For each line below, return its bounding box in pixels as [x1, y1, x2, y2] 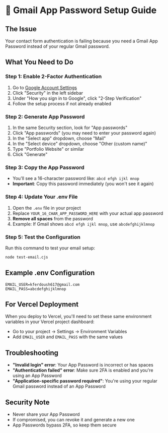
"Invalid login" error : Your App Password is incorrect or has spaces [12, 362, 153, 368]
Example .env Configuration [5, 269, 95, 277]
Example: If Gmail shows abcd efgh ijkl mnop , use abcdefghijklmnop [12, 221, 155, 227]
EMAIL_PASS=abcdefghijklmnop [5, 286, 66, 291]
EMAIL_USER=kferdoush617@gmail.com [5, 282, 80, 287]
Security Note [5, 398, 50, 406]
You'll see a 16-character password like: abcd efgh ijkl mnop [12, 175, 139, 181]
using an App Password [12, 373, 62, 379]
